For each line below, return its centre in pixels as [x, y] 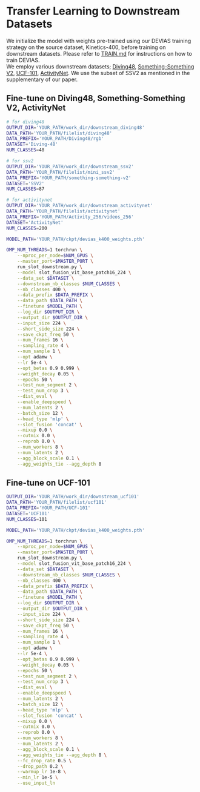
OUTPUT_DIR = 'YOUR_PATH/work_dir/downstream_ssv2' [70, 167]
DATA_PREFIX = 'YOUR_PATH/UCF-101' [48, 508]
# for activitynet [29, 200]
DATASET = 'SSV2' [25, 183]
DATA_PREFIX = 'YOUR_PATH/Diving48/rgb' [55, 139]
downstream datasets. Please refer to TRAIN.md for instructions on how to [99, 53]
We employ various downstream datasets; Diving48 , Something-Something [100, 66]
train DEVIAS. [23, 60]
